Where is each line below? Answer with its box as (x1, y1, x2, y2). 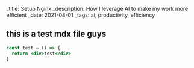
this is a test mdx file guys (6, 29, 107, 39)
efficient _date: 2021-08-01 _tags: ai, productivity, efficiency (6, 11, 155, 19)
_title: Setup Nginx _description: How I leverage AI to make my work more (6, 5, 189, 12)
